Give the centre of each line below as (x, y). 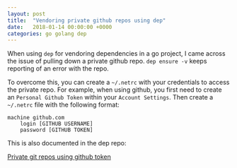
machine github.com (36, 118)
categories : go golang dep (47, 34)
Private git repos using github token (59, 157)
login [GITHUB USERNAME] (57, 124)
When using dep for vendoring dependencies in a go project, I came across (116, 54)
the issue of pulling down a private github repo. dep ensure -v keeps (107, 61)
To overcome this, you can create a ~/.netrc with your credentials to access (118, 83)
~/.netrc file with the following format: (64, 105)
